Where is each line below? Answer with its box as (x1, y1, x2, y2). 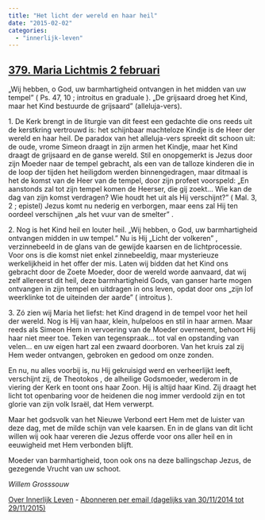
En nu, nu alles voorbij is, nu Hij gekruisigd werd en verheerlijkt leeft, (8, 366, 232, 375)
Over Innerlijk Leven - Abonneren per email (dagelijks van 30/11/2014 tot (8, 495, 244, 505)
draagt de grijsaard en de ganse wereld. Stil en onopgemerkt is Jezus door (8, 150, 253, 160)
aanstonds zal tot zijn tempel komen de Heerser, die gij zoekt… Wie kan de (8, 184, 252, 194)
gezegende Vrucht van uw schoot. (8, 464, 121, 474)
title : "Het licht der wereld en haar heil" (8, 11, 158, 20)
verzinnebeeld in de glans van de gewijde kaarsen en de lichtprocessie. (8, 242, 242, 251)
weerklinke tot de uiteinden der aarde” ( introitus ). (8, 293, 173, 302)
